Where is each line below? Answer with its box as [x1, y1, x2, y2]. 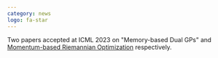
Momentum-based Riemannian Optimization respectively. [7, 43, 172, 51]
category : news [7, 10, 52, 17]
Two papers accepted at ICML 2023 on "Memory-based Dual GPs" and [7, 35, 212, 43]
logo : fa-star [7, 17, 49, 23]
